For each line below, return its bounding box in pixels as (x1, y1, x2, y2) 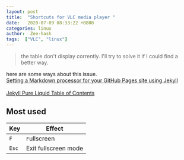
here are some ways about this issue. (6, 71, 97, 77)
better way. (20, 59, 49, 66)
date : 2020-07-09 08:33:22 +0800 (6, 20, 94, 26)
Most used (6, 106, 46, 117)
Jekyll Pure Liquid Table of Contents (6, 90, 95, 96)
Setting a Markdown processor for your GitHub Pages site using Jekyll (6, 77, 178, 84)
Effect (46, 124, 64, 133)
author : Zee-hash (6, 31, 52, 37)
